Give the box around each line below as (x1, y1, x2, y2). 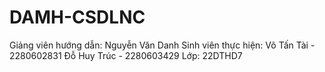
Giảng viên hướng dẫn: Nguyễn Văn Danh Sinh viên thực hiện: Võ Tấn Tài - (9, 39, 316, 51)
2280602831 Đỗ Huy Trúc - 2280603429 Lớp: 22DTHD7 (9, 49, 243, 61)
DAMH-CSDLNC (9, 6, 146, 29)
